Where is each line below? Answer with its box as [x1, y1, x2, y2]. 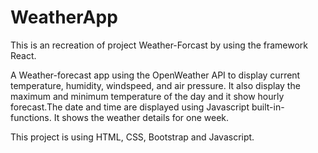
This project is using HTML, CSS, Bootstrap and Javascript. [10, 131, 255, 143]
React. [10, 49, 37, 61]
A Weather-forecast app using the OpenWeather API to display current [10, 69, 301, 81]
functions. [10, 111, 52, 123]
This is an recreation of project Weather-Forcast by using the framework [10, 39, 309, 51]
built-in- [251, 101, 285, 113]
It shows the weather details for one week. [53, 111, 230, 123]
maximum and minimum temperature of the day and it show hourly [10, 90, 285, 102]
